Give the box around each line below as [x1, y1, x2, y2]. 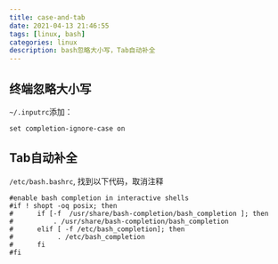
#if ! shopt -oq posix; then [9, 201, 118, 210]
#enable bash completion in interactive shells [9, 193, 190, 203]
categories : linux [9, 37, 78, 47]
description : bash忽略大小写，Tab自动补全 [9, 46, 156, 55]
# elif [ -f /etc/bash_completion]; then [9, 224, 185, 234]
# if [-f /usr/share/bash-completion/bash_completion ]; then [9, 209, 269, 218]
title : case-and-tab [9, 12, 86, 22]
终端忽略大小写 [9, 81, 92, 96]
